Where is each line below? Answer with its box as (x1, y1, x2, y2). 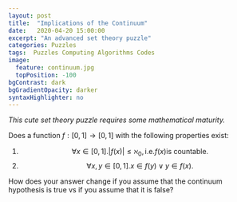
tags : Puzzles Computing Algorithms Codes (8, 49, 156, 57)
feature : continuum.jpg (15, 64, 94, 72)
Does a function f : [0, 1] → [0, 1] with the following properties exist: (8, 131, 229, 141)
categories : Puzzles (8, 42, 77, 50)
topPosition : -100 (15, 71, 77, 79)
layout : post (8, 11, 52, 20)
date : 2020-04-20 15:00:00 (8, 26, 105, 34)
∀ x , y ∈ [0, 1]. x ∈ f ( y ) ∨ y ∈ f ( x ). (86, 161, 194, 171)
